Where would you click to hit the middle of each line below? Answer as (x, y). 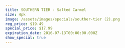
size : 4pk (16, 14)
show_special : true (26, 38)
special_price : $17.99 (29, 28)
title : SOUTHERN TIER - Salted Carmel (46, 10)
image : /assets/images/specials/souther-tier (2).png (63, 19)
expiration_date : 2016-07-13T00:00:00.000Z (51, 33)
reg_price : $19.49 (24, 24)
